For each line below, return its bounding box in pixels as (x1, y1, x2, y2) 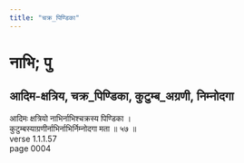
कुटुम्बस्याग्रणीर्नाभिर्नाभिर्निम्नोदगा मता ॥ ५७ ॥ (9, 123, 137, 134)
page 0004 (9, 142, 52, 154)
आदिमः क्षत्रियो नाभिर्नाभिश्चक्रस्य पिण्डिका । (9, 112, 132, 123)
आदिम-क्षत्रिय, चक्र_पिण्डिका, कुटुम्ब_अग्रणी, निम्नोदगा (9, 89, 234, 104)
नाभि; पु (9, 52, 53, 72)
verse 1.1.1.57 (9, 133, 57, 144)
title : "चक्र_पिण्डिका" (9, 13, 80, 23)
